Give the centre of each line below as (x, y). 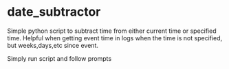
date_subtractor (54, 12)
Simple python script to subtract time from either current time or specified (112, 31)
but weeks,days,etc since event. (53, 45)
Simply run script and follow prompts (59, 58)
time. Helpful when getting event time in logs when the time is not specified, (115, 38)
